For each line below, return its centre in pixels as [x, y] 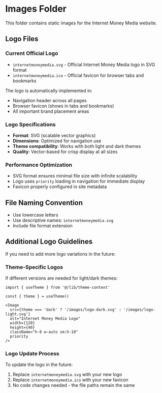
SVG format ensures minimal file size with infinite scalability [75, 176]
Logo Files [22, 39]
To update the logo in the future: [39, 365]
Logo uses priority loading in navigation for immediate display [79, 182]
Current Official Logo [32, 53]
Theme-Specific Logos [34, 267]
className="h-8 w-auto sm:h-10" [44, 332]
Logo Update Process [32, 354]
